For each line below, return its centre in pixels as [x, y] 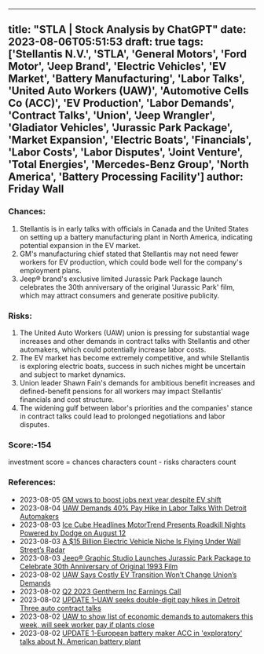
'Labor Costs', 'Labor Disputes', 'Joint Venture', [126, 153]
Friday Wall [36, 189]
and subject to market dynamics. [72, 374]
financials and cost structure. [67, 399]
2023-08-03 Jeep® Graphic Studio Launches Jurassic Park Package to [135, 557]
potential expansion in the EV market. [80, 245]
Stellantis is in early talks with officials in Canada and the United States [134, 228]
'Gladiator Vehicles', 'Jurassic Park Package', [121, 128]
